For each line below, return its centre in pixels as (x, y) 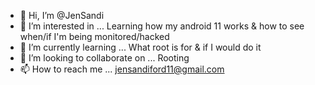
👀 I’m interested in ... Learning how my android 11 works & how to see (162, 26)
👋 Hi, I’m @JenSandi (62, 15)
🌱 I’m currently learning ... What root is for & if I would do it (140, 47)
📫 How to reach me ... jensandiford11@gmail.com (122, 69)
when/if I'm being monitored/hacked (94, 36)
